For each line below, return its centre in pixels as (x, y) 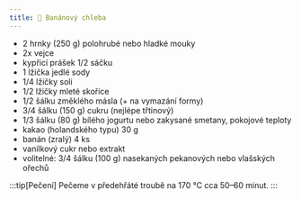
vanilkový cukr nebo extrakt (74, 149)
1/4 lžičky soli (48, 81)
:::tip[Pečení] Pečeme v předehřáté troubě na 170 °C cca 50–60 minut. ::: (144, 185)
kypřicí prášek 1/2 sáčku (67, 62)
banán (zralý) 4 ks (56, 139)
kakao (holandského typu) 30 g (80, 129)
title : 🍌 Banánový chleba (58, 18)
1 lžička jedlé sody (56, 72)
